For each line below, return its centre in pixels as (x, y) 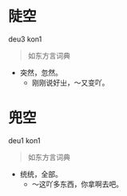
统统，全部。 (41, 174)
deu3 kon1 (25, 39)
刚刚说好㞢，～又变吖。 (70, 82)
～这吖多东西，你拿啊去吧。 (77, 184)
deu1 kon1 (24, 140)
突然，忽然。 (41, 72)
